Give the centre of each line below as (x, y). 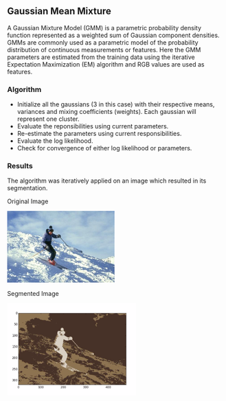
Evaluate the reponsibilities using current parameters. (93, 126)
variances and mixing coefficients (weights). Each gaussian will (107, 112)
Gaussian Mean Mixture (59, 11)
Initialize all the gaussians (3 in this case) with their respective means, (116, 104)
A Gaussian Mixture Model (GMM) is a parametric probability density (104, 27)
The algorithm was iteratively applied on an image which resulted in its (107, 181)
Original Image (28, 201)
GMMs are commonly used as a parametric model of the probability (103, 42)
